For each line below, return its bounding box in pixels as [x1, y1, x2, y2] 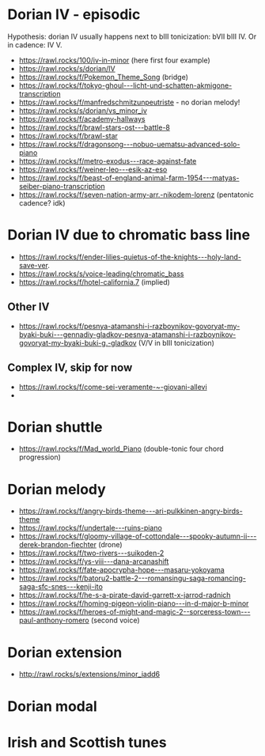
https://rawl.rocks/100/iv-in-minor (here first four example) [18, 55, 210, 65]
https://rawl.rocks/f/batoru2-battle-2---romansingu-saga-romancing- [18, 573, 247, 583]
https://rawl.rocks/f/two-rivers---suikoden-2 [18, 548, 165, 558]
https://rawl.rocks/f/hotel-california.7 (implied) [18, 277, 171, 286]
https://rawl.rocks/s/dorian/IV [18, 63, 115, 73]
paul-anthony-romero [18, 615, 89, 626]
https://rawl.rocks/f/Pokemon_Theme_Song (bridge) [18, 72, 189, 81]
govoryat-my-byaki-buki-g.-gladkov [18, 338, 137, 347]
